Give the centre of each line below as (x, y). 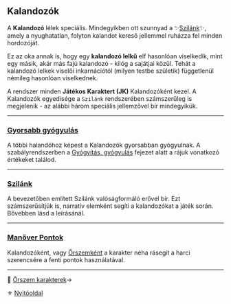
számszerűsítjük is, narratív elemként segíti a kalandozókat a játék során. (110, 206)
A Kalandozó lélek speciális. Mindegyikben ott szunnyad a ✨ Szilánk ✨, (107, 27)
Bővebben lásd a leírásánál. (46, 213)
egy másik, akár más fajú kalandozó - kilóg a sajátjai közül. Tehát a (101, 63)
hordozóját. (23, 43)
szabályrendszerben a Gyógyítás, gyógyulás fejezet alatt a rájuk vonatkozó (113, 152)
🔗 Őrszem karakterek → (40, 279)
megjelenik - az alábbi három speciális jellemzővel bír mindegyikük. (102, 106)
